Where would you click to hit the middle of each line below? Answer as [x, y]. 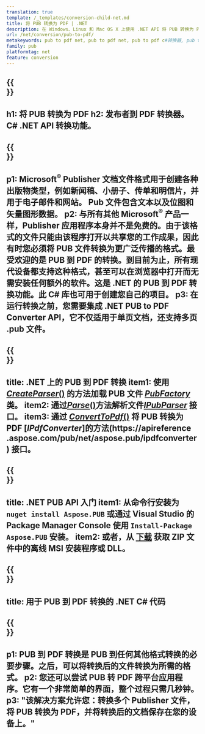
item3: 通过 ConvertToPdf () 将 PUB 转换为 [104, 416]
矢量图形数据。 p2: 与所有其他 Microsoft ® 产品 [94, 213]
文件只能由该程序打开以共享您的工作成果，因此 [110, 237]
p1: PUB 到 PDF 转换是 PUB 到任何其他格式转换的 [98, 655]
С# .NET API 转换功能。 [51, 126]
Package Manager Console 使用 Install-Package [99, 525]
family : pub [21, 47]
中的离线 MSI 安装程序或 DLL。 [72, 548]
